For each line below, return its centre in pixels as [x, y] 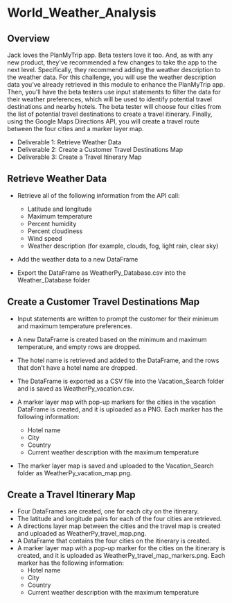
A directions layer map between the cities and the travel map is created [119, 526]
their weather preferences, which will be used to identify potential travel [110, 99]
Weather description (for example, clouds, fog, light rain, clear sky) [123, 246]
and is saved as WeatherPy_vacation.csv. [76, 388]
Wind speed [45, 238]
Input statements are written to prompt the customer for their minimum [118, 319]
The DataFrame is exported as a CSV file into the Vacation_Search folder [121, 381]
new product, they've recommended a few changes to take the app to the [112, 62]
